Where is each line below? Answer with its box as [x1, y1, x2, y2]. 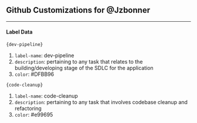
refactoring [14, 105, 42, 112]
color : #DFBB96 [14, 71, 55, 78]
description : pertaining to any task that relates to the [14, 58, 143, 65]
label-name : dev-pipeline [14, 52, 74, 59]
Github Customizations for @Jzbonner [6, 5, 151, 15]
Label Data [6, 28, 33, 35]
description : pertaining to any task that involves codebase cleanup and [14, 99, 188, 106]
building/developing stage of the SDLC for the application [14, 65, 154, 72]
